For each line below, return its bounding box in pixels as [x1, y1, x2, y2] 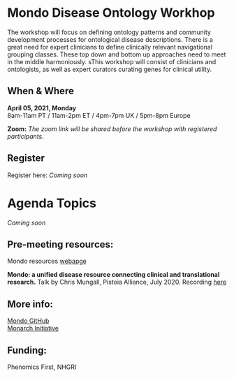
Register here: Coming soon [7, 171, 88, 179]
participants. [7, 132, 44, 140]
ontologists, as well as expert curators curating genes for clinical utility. [7, 65, 212, 73]
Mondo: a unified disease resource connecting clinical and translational [7, 271, 220, 279]
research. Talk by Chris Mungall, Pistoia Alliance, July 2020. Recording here [7, 278, 227, 287]
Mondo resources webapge [7, 257, 87, 266]
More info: [7, 298, 54, 310]
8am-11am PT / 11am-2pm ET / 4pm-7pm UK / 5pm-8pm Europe [7, 111, 191, 119]
